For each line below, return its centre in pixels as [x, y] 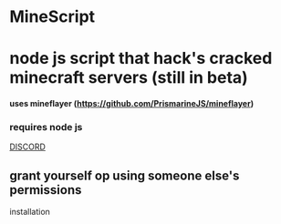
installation [30, 212]
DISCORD [27, 147]
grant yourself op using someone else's [125, 175]
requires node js [46, 127]
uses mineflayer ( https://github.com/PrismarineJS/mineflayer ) [131, 103]
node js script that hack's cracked [141, 59]
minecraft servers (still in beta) [129, 78]
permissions [46, 190]
